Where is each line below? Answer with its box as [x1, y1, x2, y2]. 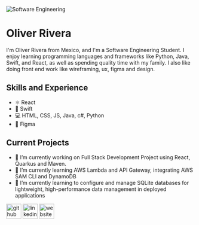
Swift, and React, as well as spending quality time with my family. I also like [6, 59, 191, 66]
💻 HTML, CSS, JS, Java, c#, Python [14, 111, 105, 119]
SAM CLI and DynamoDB [14, 172, 76, 180]
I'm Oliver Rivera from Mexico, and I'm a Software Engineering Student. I [6, 46, 185, 53]
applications [14, 191, 45, 199]
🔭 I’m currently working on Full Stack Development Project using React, [14, 153, 190, 161]
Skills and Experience [6, 83, 88, 93]
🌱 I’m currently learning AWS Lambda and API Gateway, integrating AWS [14, 166, 193, 174]
